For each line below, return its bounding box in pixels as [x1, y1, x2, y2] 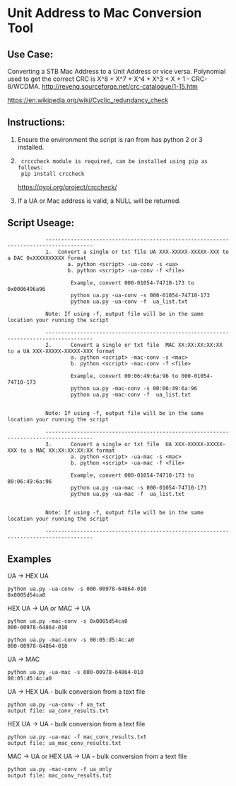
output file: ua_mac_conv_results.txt [7, 740, 122, 747]
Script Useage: [7, 217, 75, 229]
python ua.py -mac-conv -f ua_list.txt [70, 391, 191, 398]
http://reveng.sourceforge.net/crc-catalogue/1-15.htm [42, 82, 198, 90]
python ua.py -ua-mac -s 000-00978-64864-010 [7, 669, 143, 676]
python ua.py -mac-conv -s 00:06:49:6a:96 [70, 384, 198, 392]
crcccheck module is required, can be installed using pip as [20, 157, 208, 165]
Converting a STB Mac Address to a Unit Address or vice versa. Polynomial [7, 67, 226, 75]
